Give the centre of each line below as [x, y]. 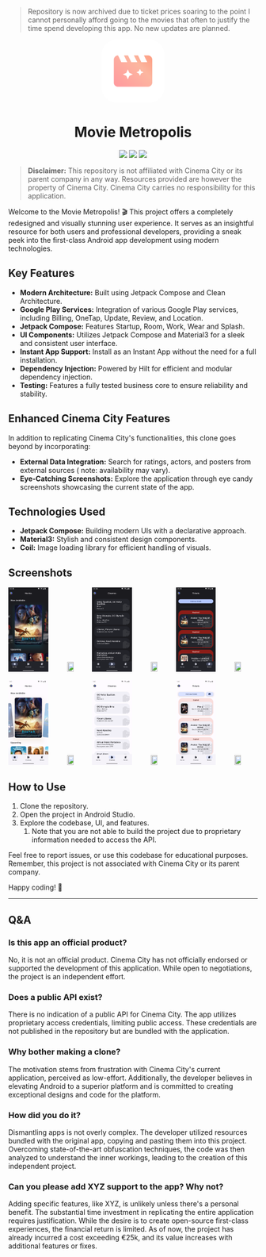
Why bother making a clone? [65, 1052]
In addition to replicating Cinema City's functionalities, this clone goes [122, 438]
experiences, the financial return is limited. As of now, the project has [121, 1229]
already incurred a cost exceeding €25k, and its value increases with [120, 1238]
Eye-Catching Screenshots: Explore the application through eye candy [136, 479]
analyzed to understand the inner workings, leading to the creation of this [128, 1158]
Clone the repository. [54, 806]
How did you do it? [45, 1115]
